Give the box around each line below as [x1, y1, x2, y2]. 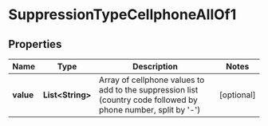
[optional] [219, 89, 256, 100]
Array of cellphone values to [98, 74, 205, 85]
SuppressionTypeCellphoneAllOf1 [8, 6, 237, 24]
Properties [8, 37, 62, 51]
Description [132, 61, 178, 72]
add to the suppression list [98, 85, 199, 95]
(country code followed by [98, 94, 198, 105]
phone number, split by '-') [98, 104, 201, 115]
